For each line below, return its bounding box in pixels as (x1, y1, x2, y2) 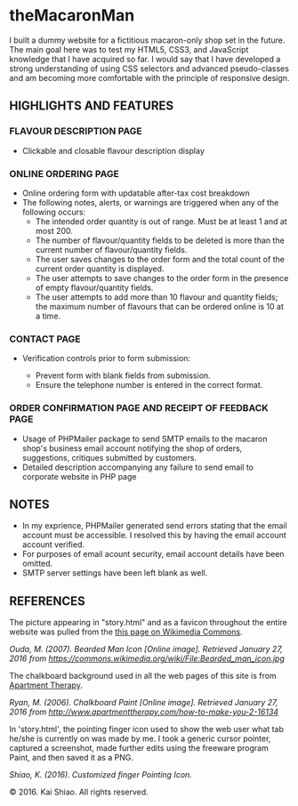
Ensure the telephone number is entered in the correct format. (35, 380, 263, 391)
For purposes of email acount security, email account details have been (21, 549, 285, 560)
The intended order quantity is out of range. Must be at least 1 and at (35, 215, 287, 227)
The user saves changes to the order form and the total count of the (35, 254, 285, 264)
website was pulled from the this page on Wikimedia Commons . (9, 626, 243, 637)
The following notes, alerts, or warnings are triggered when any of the (21, 197, 279, 207)
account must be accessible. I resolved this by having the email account (21, 530, 286, 541)
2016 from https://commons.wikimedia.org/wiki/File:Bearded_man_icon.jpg (9, 653, 285, 664)
